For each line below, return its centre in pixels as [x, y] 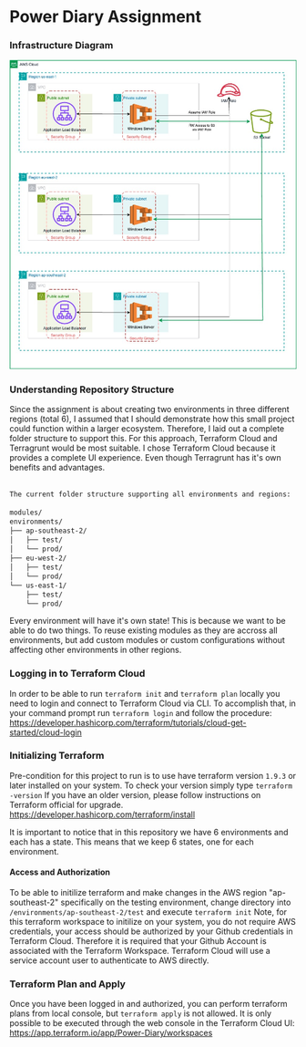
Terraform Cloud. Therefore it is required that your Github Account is [138, 941]
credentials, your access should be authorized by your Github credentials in [151, 931]
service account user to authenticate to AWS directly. [109, 960]
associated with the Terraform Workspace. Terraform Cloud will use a [140, 951]
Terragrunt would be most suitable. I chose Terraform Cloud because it [143, 448]
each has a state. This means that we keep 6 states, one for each [132, 842]
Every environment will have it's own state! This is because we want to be [148, 621]
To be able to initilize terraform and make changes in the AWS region [138, 893]
